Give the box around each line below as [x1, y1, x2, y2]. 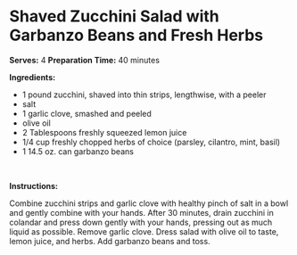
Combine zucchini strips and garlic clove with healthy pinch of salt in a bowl [9, 198, 289, 209]
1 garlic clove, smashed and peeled [21, 108, 152, 119]
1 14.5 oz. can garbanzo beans [21, 145, 134, 157]
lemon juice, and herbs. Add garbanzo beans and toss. [9, 235, 211, 246]
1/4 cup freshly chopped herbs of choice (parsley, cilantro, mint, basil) [21, 136, 281, 147]
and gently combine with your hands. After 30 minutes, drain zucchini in [9, 207, 274, 218]
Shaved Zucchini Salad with [9, 6, 220, 27]
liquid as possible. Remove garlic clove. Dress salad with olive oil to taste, [9, 226, 279, 237]
